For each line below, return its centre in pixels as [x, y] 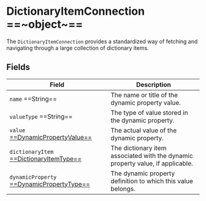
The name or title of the [144, 95]
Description [154, 84]
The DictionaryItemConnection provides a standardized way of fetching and [102, 41]
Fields [18, 67]
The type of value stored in [149, 112]
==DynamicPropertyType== [50, 184]
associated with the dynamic [152, 156]
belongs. [123, 189]
